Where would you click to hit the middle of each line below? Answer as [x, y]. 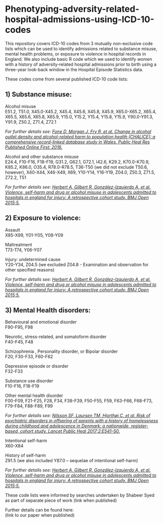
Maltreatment [19, 244]
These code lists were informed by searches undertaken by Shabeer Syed [80, 495]
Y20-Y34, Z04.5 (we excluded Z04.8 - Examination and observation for [77, 264]
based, [12, 431]
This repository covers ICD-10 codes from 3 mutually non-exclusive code [79, 43]
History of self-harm [25, 455]
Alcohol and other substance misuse [42, 157]
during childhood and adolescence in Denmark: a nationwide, [68, 426]
